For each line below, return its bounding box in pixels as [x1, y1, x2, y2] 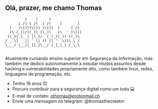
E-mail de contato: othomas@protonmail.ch [12, 93, 100, 99]
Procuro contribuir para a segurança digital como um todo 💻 [12, 86, 135, 92]
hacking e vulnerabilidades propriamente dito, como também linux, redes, [5, 65, 154, 71]
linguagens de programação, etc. [5, 71, 72, 77]
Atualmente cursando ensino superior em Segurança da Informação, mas [5, 55, 153, 61]
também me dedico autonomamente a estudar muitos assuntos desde [5, 61, 146, 66]
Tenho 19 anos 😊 [12, 80, 47, 86]
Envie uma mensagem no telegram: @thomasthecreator [12, 98, 125, 104]
